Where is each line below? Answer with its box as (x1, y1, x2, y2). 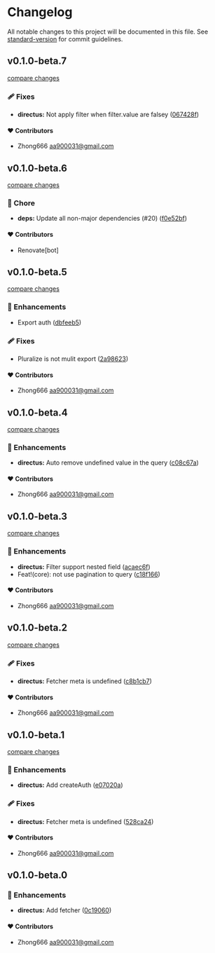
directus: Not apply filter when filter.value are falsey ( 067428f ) (17, 110, 200, 119)
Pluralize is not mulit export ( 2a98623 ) (17, 355, 128, 363)
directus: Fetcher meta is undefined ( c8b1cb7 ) (17, 677, 153, 685)
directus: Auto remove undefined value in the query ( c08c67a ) (17, 458, 200, 467)
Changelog (7, 4, 73, 20)
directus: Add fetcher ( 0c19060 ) (17, 906, 112, 914)
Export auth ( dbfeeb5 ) (17, 318, 82, 327)
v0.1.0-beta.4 (7, 406, 68, 418)
